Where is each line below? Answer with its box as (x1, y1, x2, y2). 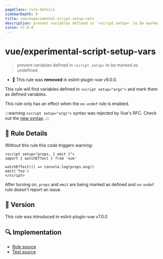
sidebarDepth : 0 (5, 12, 38, 17)
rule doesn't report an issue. (5, 187, 62, 192)
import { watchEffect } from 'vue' (5, 156, 77, 161)
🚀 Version (5, 201, 35, 209)
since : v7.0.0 (5, 25, 34, 30)
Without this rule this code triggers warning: (5, 142, 93, 148)
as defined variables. (5, 91, 47, 97)
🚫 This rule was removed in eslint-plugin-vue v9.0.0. (12, 77, 117, 83)
